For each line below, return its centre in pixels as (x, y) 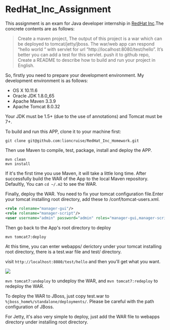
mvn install (18, 164)
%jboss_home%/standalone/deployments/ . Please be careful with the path (80, 301)
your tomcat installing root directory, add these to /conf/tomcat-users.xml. (83, 199)
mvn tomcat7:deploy (26, 237)
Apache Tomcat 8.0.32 (36, 106)
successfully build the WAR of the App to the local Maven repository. (77, 179)
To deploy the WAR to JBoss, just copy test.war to (57, 296)
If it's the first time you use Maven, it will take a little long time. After (76, 173)
